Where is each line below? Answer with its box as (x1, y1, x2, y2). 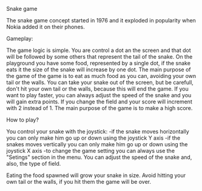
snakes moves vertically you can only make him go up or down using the (6, 141, 188, 147)
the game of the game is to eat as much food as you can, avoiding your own (6, 73, 197, 79)
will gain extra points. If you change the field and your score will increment (6, 98, 192, 105)
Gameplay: (6, 35, 33, 42)
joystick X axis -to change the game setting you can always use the (6, 147, 175, 154)
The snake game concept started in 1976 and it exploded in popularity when (6, 17, 196, 24)
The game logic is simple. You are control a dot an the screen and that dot (6, 47, 191, 54)
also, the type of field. (6, 160, 61, 167)
